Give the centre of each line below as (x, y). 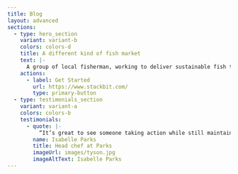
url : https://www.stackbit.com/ (81, 87)
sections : (22, 27)
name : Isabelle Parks (65, 139)
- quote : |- (44, 126)
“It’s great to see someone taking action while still (121, 133)
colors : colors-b (46, 113)
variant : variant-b (49, 40)
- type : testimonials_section (58, 100)
